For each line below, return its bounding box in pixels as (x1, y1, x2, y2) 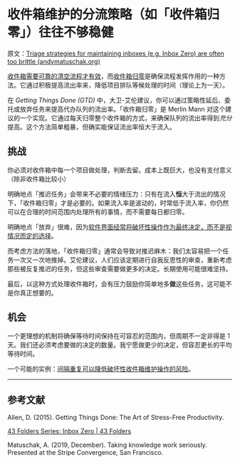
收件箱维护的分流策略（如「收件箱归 (7, 6, 220, 23)
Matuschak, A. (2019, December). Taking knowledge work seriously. (7, 441, 208, 449)
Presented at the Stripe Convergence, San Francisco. (7, 448, 164, 457)
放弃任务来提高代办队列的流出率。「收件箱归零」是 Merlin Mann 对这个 (19, 105, 226, 113)
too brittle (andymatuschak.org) (7, 57, 101, 65)
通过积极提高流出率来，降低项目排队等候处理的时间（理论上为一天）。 (26, 80, 229, 89)
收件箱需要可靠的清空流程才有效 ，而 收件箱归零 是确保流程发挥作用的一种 (7, 72, 219, 80)
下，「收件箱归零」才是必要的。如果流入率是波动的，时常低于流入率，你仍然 (7, 199, 229, 207)
